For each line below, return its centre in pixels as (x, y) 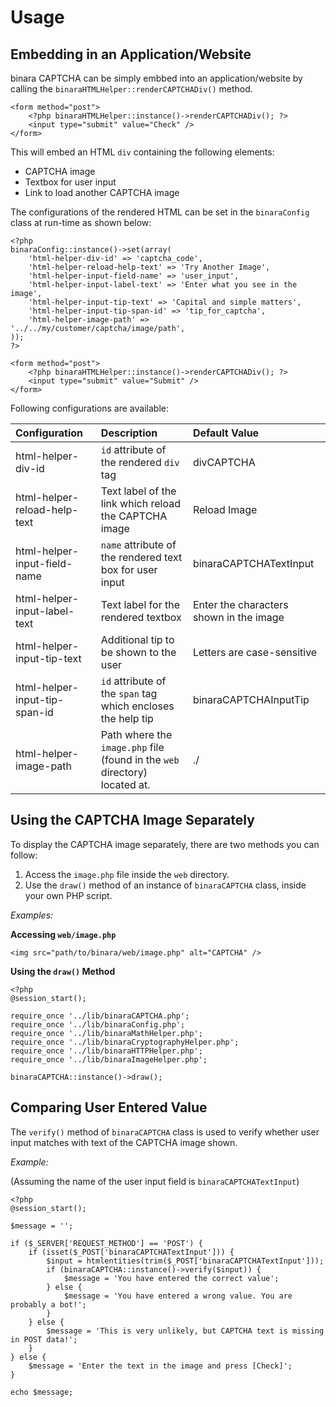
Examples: (32, 915)
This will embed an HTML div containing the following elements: (142, 152)
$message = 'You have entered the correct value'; (171, 1278)
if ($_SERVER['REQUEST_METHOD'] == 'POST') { (106, 1243)
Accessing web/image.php (63, 934)
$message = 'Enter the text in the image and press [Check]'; (160, 1366)
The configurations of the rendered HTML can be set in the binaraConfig (160, 212)
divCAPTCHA (224, 462)
